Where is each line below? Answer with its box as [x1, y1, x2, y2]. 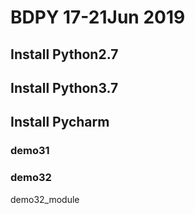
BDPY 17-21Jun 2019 [10, 6, 186, 29]
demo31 [10, 144, 50, 158]
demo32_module [10, 193, 80, 205]
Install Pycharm [10, 114, 110, 131]
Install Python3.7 [10, 79, 119, 96]
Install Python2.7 [10, 46, 119, 63]
